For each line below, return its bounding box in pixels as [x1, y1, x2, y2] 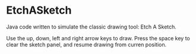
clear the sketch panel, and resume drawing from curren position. [6, 41, 167, 48]
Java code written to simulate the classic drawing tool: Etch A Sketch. [6, 23, 177, 30]
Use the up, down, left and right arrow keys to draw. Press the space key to [6, 34, 190, 42]
